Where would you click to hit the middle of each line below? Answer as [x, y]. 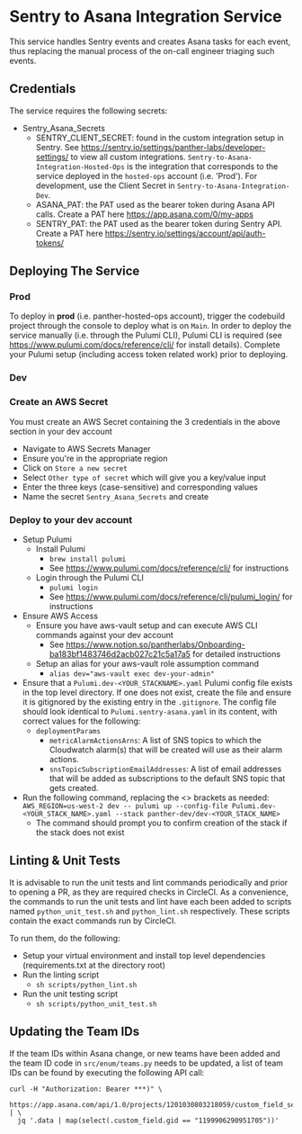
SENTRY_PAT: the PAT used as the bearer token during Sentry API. [159, 223]
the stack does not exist [80, 832]
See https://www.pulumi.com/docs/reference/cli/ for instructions [169, 568]
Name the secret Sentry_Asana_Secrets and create [115, 496]
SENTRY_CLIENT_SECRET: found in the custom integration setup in [160, 138]
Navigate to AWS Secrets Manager [86, 448]
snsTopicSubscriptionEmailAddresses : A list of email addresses [165, 769]
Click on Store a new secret [75, 468]
